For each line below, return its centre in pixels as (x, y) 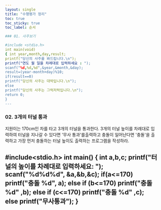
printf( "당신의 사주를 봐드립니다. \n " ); (41, 59)
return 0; (15, 95)
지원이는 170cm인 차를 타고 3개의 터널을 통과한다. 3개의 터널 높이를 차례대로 (77, 129)
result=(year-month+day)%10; (34, 72)
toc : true (15, 18)
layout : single (20, 9)
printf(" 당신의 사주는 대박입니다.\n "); (41, 81)
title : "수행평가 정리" (26, 14)
